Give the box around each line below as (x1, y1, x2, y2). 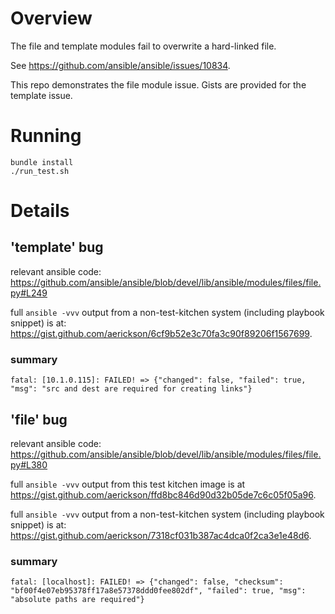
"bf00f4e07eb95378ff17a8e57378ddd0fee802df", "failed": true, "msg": (10, 586, 307, 596)
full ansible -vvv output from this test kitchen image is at (10, 478, 246, 490)
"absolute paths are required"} (10, 595, 145, 605)
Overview (10, 7, 93, 30)
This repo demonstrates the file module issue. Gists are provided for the (10, 78, 307, 91)
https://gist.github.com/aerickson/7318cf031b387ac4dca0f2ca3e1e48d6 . (10, 529, 312, 541)
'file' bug (10, 411, 68, 428)
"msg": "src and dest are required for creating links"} (10, 384, 253, 394)
